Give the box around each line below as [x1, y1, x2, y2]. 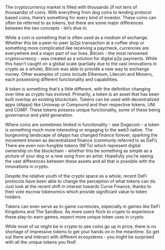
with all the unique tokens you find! [5, 239, 76, 245]
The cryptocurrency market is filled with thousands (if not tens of [5, 4, 137, 10]
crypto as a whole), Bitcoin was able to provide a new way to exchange [5, 66, 149, 72]
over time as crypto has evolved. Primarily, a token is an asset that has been [5, 91, 160, 97]
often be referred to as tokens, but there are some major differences [5, 20, 144, 26]
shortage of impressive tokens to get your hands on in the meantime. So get [5, 229, 160, 234]
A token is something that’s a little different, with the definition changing [5, 86, 151, 92]
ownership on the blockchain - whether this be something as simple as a [5, 148, 153, 154]
